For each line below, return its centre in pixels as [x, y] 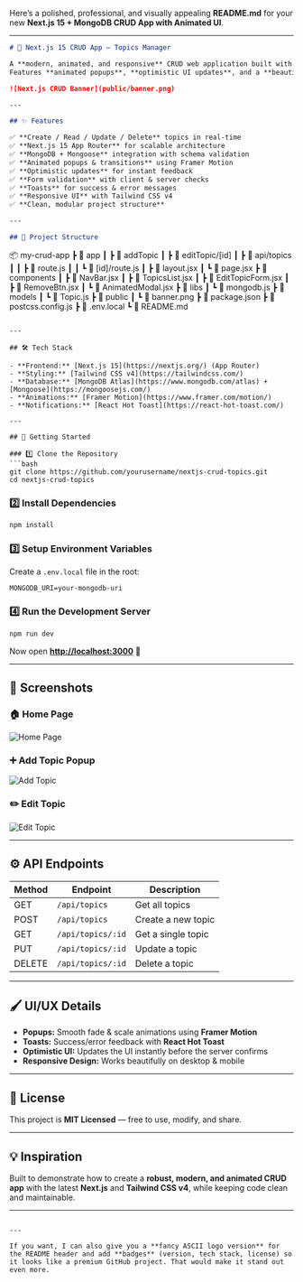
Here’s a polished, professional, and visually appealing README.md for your [151, 13]
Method [31, 889]
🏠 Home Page [41, 714]
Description [175, 889]
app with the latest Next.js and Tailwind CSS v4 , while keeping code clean [149, 1188]
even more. [30, 1270]
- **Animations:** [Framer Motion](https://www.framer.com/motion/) [141, 397]
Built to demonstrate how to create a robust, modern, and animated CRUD [148, 1178]
